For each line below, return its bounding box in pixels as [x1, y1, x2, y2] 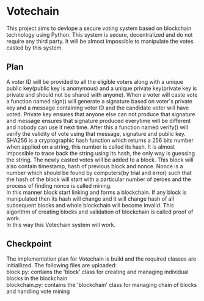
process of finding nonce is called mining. [6, 182, 112, 189]
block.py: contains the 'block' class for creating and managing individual [6, 268, 189, 275]
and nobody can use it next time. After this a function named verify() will [6, 124, 188, 131]
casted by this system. [6, 44, 63, 51]
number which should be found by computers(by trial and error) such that [6, 169, 192, 176]
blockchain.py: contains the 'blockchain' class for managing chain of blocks [6, 281, 197, 288]
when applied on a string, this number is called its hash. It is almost [6, 143, 175, 150]
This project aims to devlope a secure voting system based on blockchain [6, 24, 192, 32]
